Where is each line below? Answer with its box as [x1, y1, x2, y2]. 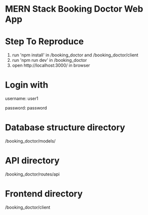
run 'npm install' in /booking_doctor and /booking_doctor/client [12, 52, 139, 58]
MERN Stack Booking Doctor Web [5, 3, 144, 15]
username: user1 [5, 96, 38, 102]
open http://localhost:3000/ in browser [12, 62, 90, 69]
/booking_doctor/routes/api [5, 171, 60, 177]
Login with [5, 79, 49, 90]
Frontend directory [5, 188, 83, 199]
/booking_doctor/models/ [5, 138, 56, 144]
